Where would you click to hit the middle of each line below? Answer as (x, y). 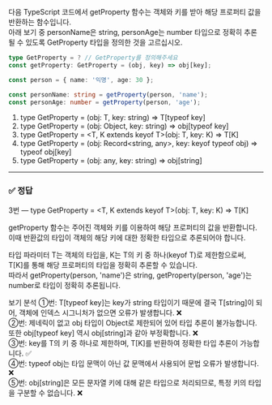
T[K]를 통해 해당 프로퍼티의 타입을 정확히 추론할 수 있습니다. (103, 265)
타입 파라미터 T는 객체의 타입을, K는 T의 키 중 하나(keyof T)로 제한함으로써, (127, 255)
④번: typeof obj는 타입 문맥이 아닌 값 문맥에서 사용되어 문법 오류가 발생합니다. (134, 363)
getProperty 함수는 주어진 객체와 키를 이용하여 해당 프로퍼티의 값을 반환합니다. (133, 227)
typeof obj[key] (46, 152)
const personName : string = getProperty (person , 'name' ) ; (108, 95)
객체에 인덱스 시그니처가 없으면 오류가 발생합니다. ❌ (100, 312)
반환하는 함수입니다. (40, 22)
